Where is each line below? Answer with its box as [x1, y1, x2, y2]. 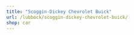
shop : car [6, 20, 31, 26]
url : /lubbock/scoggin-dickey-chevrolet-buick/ [6, 14, 129, 20]
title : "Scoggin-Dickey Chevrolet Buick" [6, 8, 112, 15]
